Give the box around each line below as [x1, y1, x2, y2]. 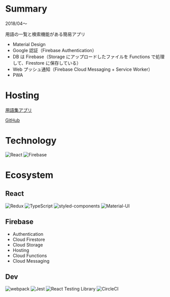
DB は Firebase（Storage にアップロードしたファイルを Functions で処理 [12, 54, 165, 60]
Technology [5, 135, 57, 147]
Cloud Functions [12, 252, 47, 259]
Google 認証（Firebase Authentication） [12, 47, 97, 53]
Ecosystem [5, 169, 54, 181]
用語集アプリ [5, 107, 32, 113]
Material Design [12, 41, 46, 47]
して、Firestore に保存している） [12, 60, 81, 66]
